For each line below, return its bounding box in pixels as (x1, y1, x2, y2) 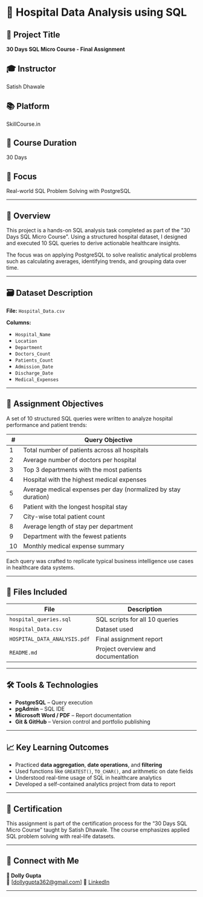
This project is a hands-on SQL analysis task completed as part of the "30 (6, 227, 190, 234)
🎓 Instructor (6, 64, 56, 74)
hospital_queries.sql (9, 616, 71, 622)
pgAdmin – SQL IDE (14, 705, 65, 713)
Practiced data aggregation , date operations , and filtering (14, 762, 163, 769)
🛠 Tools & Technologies (6, 680, 98, 690)
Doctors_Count (14, 351, 51, 357)
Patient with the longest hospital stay (23, 502, 128, 510)
